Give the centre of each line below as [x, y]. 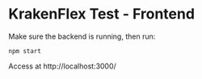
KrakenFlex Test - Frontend [102, 14]
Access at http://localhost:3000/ [63, 66]
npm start [25, 51]
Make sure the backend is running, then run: [82, 36]
